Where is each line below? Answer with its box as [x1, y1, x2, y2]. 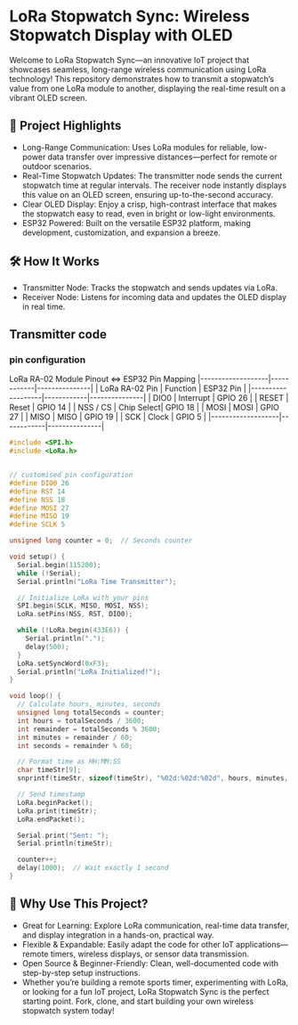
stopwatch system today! [21, 1005, 115, 1016]
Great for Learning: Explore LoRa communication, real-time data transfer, [21, 920, 290, 931]
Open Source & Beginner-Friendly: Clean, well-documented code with [21, 957, 278, 968]
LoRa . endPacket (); [17, 815, 86, 824]
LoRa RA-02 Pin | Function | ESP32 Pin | [100, 383, 246, 394]
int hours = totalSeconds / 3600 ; [17, 716, 145, 725]
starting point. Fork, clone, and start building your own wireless [21, 996, 254, 1006]
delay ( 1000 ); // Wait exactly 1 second [17, 864, 169, 873]
